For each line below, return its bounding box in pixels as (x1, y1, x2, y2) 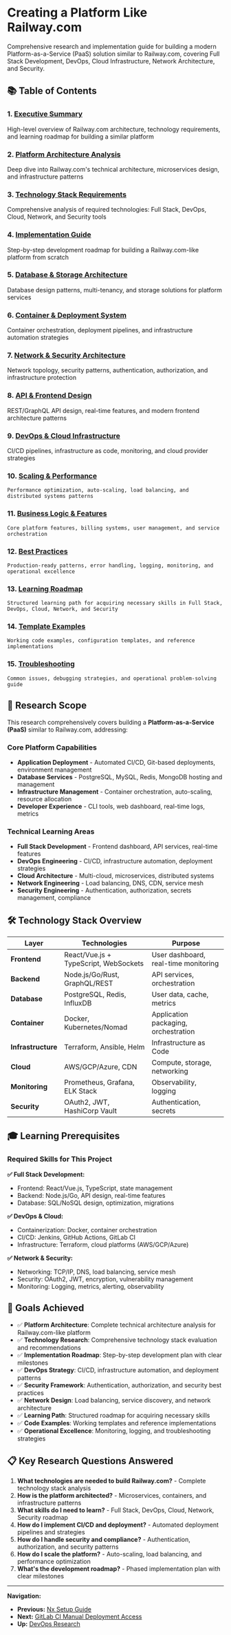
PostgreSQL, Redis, (64, 990, 126, 999)
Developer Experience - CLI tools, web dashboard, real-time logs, (16, 802, 205, 810)
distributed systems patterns (7, 493, 94, 500)
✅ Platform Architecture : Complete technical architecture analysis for (16, 1321, 217, 1329)
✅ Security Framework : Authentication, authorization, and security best (16, 1381, 222, 1389)
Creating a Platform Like (7, 5, 148, 21)
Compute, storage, (151, 1058, 212, 1067)
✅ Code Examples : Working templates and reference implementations (16, 1418, 217, 1427)
